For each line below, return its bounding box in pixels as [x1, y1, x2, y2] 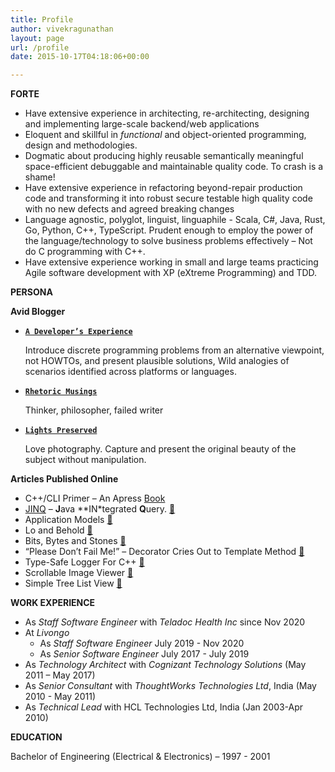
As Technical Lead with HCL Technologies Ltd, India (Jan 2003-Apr [24, 701, 304, 713]
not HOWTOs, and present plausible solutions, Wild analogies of [24, 355, 290, 367]
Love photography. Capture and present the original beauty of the [24, 443, 297, 455]
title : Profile [10, 14, 74, 25]
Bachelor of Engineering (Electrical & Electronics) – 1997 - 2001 [10, 751, 271, 763]
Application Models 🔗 [24, 514, 113, 526]
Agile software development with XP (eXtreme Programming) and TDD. [24, 267, 318, 279]
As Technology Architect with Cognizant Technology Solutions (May [24, 659, 307, 671]
